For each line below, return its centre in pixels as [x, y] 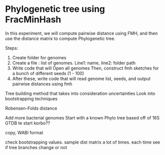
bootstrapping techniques [31, 98]
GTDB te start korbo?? [28, 123]
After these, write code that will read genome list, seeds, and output [81, 78]
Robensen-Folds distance [31, 108]
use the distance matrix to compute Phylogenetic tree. [60, 39]
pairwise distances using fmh [42, 84]
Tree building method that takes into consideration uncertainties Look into [80, 93]
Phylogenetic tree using [55, 9]
